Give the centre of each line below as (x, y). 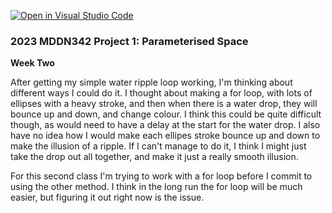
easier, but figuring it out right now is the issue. (107, 197)
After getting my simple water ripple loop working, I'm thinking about (151, 82)
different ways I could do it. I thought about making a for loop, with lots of (161, 93)
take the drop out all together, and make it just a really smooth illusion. (154, 157)
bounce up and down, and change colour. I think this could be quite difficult (166, 114)
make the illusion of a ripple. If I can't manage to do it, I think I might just (158, 146)
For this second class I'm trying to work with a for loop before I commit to (161, 176)
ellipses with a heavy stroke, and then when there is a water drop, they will (164, 104)
